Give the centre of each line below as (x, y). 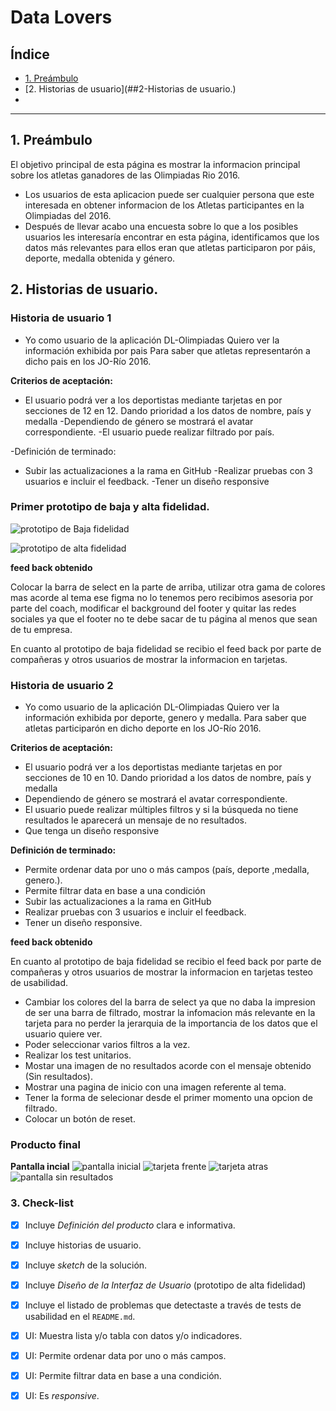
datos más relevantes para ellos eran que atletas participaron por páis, (170, 247)
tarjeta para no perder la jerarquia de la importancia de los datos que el (171, 1023)
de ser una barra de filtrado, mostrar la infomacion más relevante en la (170, 1013)
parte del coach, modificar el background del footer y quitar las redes (153, 608)
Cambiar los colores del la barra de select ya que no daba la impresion (170, 1002)
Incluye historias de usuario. (83, 1245)
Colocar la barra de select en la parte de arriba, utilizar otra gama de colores (168, 587)
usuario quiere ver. (63, 1034)
